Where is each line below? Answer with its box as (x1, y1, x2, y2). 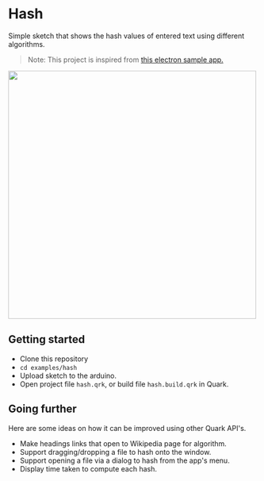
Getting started (8, 333, 86, 346)
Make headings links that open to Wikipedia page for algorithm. (19, 438, 228, 448)
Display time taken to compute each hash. (19, 464, 157, 473)
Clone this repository (19, 354, 89, 364)
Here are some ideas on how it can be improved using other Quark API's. (8, 423, 247, 433)
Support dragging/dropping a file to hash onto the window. (19, 447, 212, 456)
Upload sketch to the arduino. (19, 371, 117, 380)
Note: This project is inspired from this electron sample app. (27, 55, 224, 64)
